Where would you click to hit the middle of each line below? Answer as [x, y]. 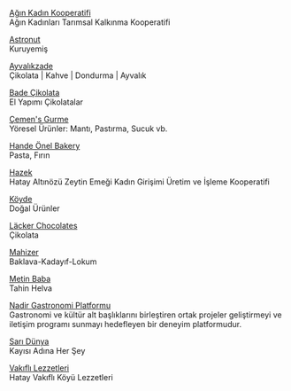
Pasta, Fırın [30, 155]
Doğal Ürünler [34, 208]
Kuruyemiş [29, 49]
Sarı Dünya [29, 341]
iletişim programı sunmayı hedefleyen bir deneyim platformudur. [125, 324]
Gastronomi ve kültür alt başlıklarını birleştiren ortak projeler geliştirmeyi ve [145, 315]
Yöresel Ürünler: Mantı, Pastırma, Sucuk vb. [88, 129]
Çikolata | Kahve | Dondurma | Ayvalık [78, 75]
